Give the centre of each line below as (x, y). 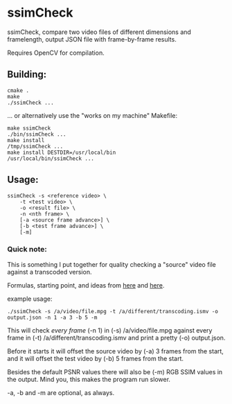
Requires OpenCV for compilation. (56, 53)
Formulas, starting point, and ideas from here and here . (86, 285)
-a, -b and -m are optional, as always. (61, 392)
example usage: (30, 299)
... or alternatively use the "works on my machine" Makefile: (92, 115)
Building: (27, 74)
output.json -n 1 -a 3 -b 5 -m (52, 317)
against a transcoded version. (50, 272)
